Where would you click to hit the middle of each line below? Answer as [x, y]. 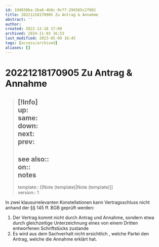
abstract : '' [19, 19]
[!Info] [28, 102]
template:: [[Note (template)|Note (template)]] [65, 187]
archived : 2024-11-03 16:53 [35, 33]
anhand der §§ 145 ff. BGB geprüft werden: [50, 208]
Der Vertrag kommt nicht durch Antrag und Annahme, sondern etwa [83, 218]
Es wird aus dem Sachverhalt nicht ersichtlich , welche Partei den [81, 234]
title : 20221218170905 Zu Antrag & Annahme [52, 15]
